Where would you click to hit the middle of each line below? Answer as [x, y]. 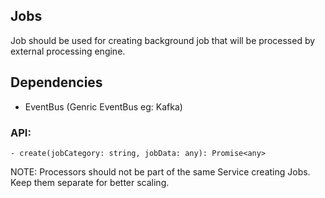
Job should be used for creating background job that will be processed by [163, 40]
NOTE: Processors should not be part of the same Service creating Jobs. [160, 171]
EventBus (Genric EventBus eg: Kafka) [103, 106]
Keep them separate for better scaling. [90, 182]
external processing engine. [68, 51]
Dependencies [56, 82]
